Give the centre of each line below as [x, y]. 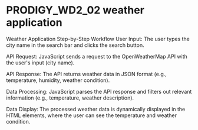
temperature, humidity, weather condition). [58, 80]
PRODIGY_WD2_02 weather [75, 10]
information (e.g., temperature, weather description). [70, 98]
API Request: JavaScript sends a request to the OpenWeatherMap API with [97, 56]
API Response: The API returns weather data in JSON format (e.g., [86, 74]
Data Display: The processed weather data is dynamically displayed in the [96, 109]
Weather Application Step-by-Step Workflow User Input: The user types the [98, 39]
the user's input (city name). [40, 63]
